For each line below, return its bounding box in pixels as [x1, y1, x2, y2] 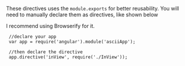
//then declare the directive [8, 49, 83, 55]
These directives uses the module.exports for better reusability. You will [6, 5, 180, 12]
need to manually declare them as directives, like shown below [6, 11, 158, 18]
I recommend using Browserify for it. [6, 23, 95, 29]
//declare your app [8, 34, 57, 40]
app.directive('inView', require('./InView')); [8, 54, 128, 60]
